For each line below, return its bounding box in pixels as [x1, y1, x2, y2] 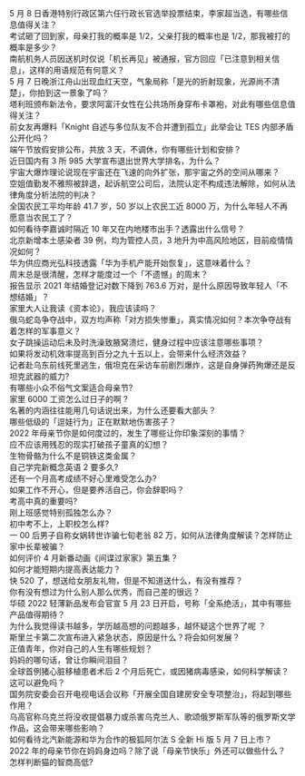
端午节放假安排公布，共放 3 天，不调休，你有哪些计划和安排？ [9, 144, 242, 154]
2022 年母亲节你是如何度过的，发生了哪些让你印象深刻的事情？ [9, 427, 247, 438]
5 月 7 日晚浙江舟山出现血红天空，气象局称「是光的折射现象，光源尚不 [9, 76, 272, 86]
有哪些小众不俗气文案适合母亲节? [9, 382, 133, 393]
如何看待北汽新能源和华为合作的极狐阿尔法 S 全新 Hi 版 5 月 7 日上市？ [9, 734, 272, 744]
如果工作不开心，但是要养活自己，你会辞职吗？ [9, 485, 184, 495]
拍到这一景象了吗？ [36, 87, 109, 98]
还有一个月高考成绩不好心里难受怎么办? [9, 473, 157, 484]
